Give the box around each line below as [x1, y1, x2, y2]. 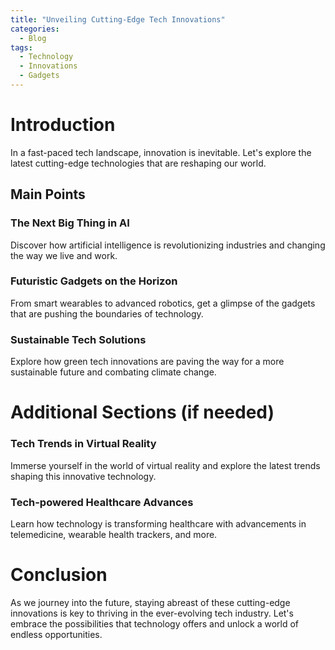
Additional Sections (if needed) [10, 401, 275, 424]
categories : [10, 24, 60, 34]
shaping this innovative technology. [10, 470, 157, 482]
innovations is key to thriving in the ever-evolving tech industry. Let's [10, 607, 294, 619]
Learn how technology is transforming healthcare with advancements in [10, 517, 307, 530]
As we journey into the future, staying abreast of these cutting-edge [10, 596, 291, 608]
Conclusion [10, 564, 108, 586]
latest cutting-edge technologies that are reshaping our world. [10, 157, 267, 169]
